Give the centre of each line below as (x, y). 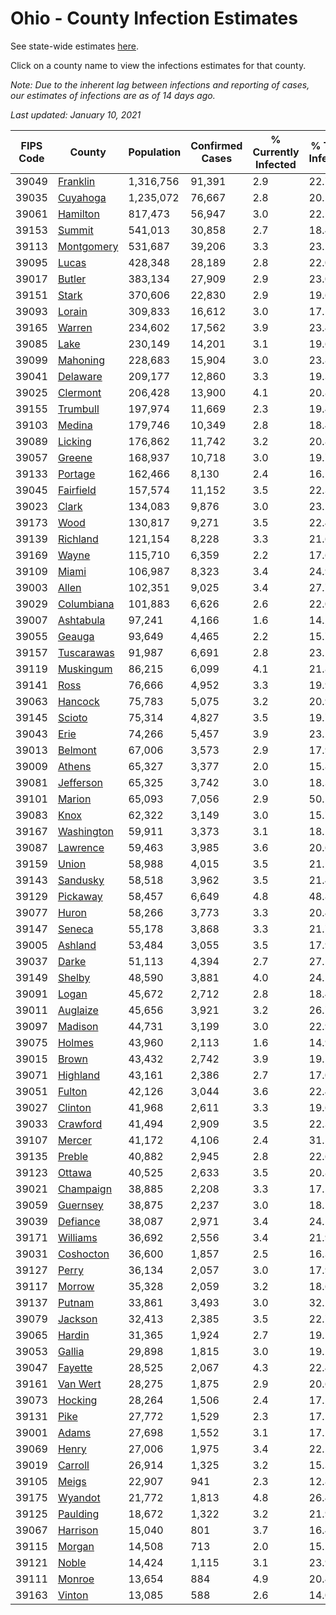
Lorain (72, 311)
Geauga (76, 636)
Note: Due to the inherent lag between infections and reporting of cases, (160, 84)
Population (155, 152)
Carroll (73, 1465)
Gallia (71, 1351)
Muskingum (85, 669)
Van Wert (79, 1384)
